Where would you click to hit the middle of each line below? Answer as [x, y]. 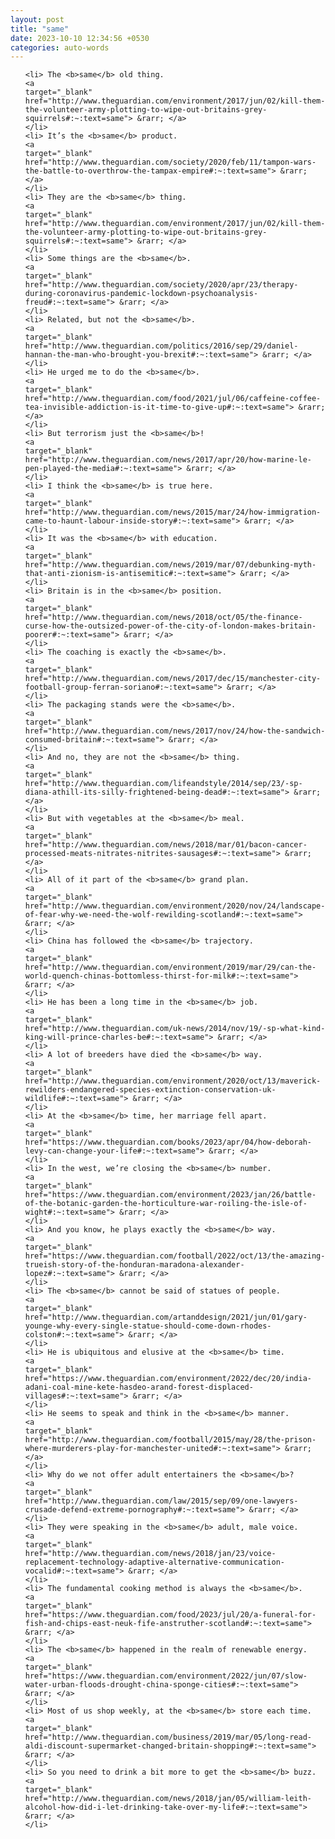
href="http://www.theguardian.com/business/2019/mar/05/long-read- [168, 1737]
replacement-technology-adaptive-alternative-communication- [155, 1562]
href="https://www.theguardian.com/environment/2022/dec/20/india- [168, 1379]
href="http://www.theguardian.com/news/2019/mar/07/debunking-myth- [170, 565]
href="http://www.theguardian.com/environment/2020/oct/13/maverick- [173, 1081]
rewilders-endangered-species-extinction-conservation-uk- [150, 1090]
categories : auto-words [60, 47]
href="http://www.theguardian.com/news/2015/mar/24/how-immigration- [173, 512]
